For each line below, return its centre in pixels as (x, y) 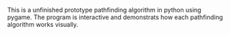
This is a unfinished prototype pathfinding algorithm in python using (104, 10)
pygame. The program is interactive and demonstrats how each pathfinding (115, 17)
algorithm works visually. (43, 24)
